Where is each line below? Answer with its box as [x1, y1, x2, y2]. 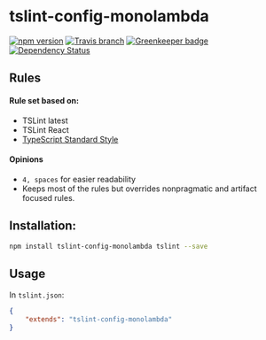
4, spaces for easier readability [21, 174, 136, 184]
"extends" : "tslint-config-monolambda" [25, 315, 173, 324]
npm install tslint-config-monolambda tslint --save [9, 242, 208, 251]
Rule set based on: [9, 95, 80, 105]
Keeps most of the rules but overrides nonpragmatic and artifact [21, 183, 257, 194]
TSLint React [21, 124, 69, 135]
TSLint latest [21, 115, 68, 126]
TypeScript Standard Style [21, 134, 119, 144]
